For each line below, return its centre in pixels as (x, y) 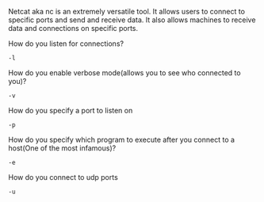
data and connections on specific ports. (73, 28)
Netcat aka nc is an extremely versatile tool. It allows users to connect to (127, 11)
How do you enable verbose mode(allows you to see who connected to (124, 73)
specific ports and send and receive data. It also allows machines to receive (132, 20)
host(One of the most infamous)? (62, 148)
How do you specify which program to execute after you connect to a (122, 139)
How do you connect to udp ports (63, 177)
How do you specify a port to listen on (71, 111)
